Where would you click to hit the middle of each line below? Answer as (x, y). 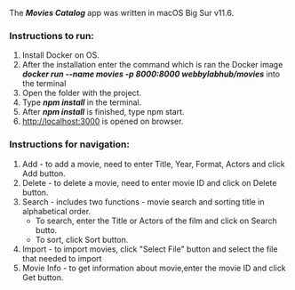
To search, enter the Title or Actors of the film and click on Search (156, 221)
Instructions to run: (52, 36)
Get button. (43, 277)
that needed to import (62, 258)
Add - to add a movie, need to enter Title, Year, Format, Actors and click (154, 164)
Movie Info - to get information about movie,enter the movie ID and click (154, 268)
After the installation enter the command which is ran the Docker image (152, 65)
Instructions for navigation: (70, 144)
